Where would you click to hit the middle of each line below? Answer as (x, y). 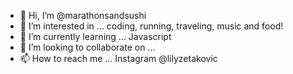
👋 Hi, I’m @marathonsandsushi (83, 15)
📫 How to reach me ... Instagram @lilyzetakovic (118, 58)
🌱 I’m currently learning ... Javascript (95, 36)
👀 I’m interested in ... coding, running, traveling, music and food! (151, 26)
